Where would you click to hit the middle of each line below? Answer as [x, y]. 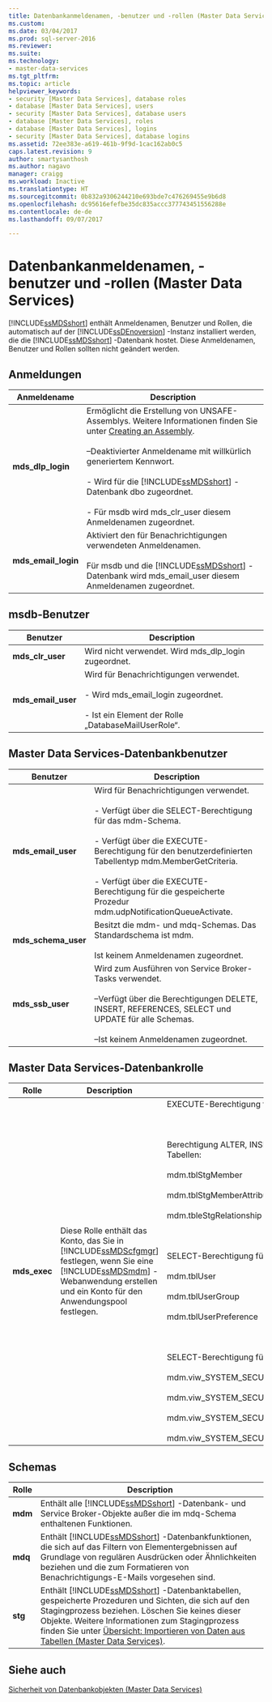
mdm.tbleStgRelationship [215, 1215]
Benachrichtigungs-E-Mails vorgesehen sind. [128, 1577]
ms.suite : [25, 53]
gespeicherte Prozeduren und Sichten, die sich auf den [145, 1601]
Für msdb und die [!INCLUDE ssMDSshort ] [166, 566]
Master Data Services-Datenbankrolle [106, 1068]
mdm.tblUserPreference [213, 1317]
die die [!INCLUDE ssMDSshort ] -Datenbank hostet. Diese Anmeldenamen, [132, 340]
